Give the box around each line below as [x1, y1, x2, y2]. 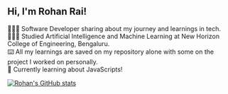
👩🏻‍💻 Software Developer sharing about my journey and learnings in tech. [7, 24, 222, 33]
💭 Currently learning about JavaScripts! [7, 65, 123, 74]
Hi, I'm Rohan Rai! [7, 6, 87, 18]
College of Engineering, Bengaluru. [7, 39, 110, 48]
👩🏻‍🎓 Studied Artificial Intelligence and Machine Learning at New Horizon [7, 32, 220, 40]
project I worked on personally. [7, 57, 98, 66]
